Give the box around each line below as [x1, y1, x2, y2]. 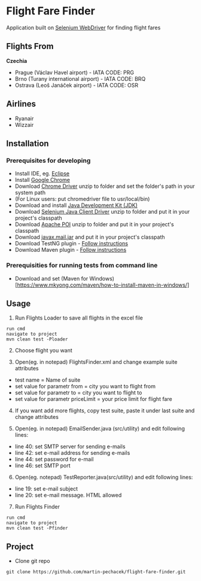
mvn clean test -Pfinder [6, 525, 68, 531]
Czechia [6, 57, 28, 64]
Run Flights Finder [14, 503, 60, 510]
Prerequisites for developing [6, 156, 91, 165]
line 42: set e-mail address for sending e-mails [14, 449, 130, 457]
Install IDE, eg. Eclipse [14, 170, 70, 177]
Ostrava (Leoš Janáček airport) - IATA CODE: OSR [14, 81, 139, 89]
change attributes [14, 413, 59, 421]
